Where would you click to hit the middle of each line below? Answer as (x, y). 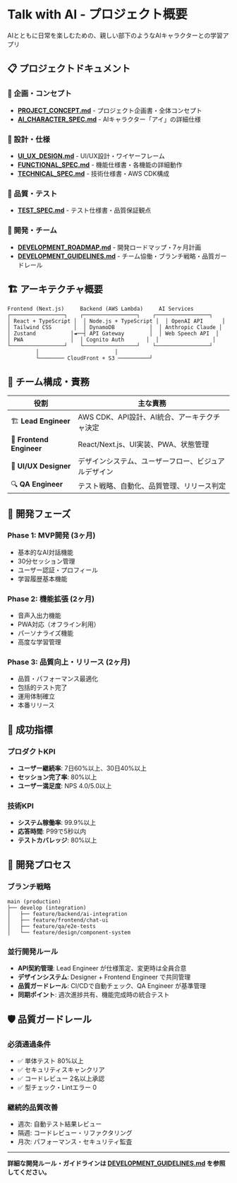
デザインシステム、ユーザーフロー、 (138, 461)
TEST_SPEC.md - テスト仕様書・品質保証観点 (84, 210)
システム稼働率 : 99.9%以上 (57, 823)
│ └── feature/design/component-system (69, 933)
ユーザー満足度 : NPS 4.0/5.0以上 (65, 786)
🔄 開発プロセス (39, 865)
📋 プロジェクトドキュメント (69, 69)
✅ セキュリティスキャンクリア (61, 1070)
